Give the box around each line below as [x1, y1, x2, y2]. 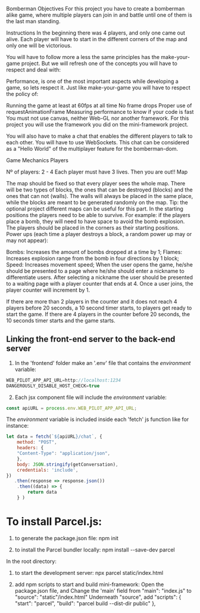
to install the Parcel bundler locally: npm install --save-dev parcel [14, 546, 175, 553]
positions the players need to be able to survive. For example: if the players [6, 212, 190, 218]
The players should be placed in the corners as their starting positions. [6, 224, 180, 231]
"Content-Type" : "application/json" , [17, 450, 111, 457]
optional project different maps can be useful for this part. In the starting [6, 205, 183, 212]
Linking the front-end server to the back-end [6, 334, 176, 345]
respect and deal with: [6, 66, 61, 73]
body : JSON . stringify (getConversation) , [17, 462, 118, 468]
